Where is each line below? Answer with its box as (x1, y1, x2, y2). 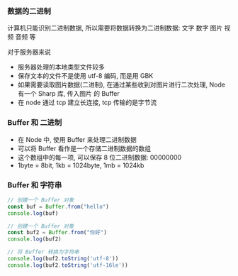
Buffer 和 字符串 (7, 180, 62, 189)
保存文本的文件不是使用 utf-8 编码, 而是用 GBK (17, 72, 154, 80)
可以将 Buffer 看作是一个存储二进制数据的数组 (17, 144, 151, 153)
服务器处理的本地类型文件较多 (17, 62, 105, 72)
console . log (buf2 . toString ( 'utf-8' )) (7, 255, 119, 263)
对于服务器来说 (7, 48, 51, 56)
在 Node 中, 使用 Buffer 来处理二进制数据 (17, 135, 137, 143)
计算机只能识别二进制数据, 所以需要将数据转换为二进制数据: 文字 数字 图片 (7, 23, 223, 33)
